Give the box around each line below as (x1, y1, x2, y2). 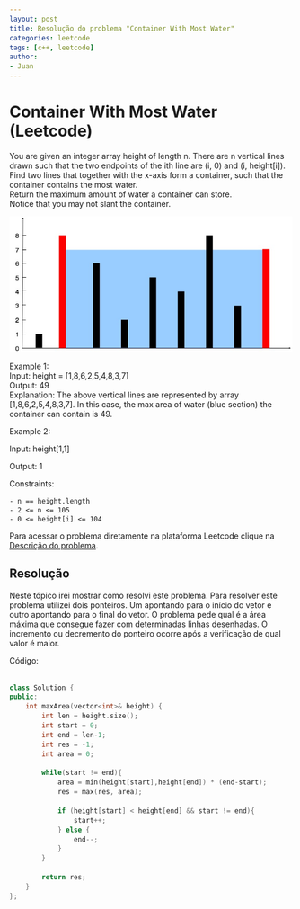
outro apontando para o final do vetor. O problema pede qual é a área (9, 609, 267, 619)
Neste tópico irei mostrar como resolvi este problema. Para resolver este (9, 590, 278, 601)
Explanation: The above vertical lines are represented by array (9, 389, 240, 400)
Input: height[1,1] (9, 443, 70, 454)
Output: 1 (9, 460, 43, 471)
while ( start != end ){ (41, 769, 123, 778)
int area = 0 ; (41, 749, 94, 759)
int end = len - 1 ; (41, 730, 106, 739)
